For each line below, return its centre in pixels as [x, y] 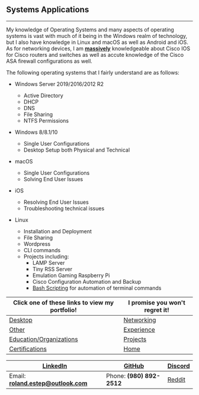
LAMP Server [49, 262]
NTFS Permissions [46, 120]
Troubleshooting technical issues [64, 208]
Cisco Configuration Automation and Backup [87, 281]
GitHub [134, 365]
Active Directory [43, 95]
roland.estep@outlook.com [48, 383]
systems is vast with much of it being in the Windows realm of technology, [97, 36]
